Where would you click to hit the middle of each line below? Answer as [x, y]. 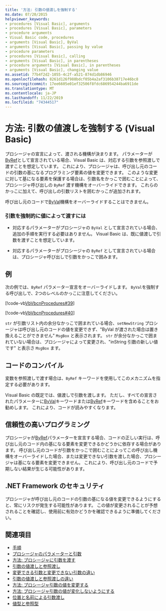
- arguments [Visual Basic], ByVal [42, 42]
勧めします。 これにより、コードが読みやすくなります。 [62, 407]
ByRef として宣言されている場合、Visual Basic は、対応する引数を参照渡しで [83, 160]
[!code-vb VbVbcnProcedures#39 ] [40, 303]
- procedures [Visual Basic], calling [45, 56]
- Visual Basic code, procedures [40, 38]
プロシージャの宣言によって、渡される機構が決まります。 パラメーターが [79, 154]
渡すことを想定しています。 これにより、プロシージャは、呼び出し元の [77, 166]
